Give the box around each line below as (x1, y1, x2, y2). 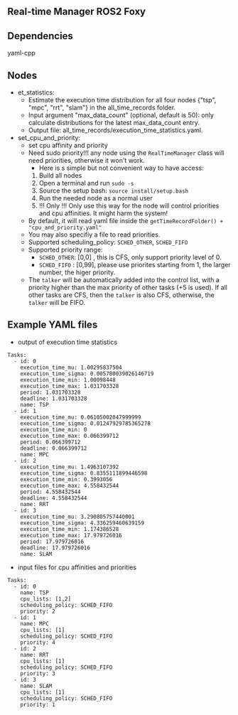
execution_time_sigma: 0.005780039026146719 (20, 370, 154, 377)
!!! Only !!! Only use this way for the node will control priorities (38, 202, 220, 210)
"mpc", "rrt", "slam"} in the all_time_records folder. (28, 103, 176, 112)
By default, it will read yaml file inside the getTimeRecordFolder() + (28, 217, 224, 225)
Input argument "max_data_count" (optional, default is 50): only (28, 111, 215, 119)
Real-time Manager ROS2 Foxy (7, 6, 146, 18)
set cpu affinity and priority (28, 141, 108, 150)
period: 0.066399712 (20, 439, 81, 446)
